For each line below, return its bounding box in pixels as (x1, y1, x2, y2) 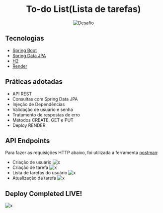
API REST (12, 91, 32, 97)
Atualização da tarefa (12, 175, 56, 181)
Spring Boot (12, 47, 37, 53)
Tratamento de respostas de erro (12, 111, 81, 117)
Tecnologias (5, 34, 44, 43)
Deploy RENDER (12, 122, 46, 128)
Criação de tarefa (12, 164, 49, 170)
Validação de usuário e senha (12, 106, 73, 112)
